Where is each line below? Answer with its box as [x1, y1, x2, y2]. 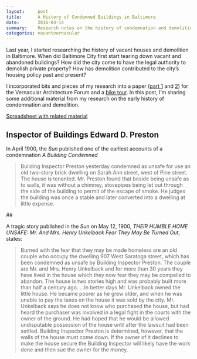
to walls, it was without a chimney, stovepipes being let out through [20, 181, 183, 188]
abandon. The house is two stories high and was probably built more [20, 278, 186, 285]
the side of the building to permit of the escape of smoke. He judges [20, 187, 186, 194]
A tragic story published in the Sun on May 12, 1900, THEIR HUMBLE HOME [6, 223, 188, 230]
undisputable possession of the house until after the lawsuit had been [20, 321, 189, 328]
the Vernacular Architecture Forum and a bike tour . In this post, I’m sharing [6, 89, 186, 96]
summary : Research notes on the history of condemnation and [6, 25, 167, 31]
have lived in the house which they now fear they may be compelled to [20, 271, 191, 278]
